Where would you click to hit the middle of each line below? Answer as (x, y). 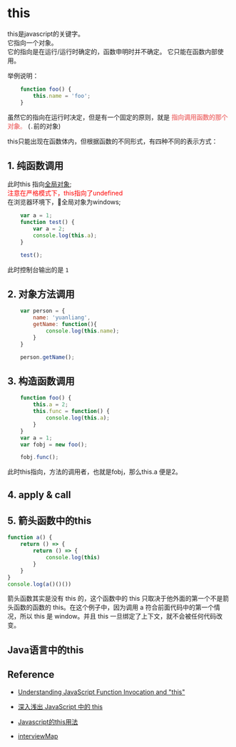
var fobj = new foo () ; (54, 444)
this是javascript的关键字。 (46, 34)
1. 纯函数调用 (36, 166)
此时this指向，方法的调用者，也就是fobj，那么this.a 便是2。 (94, 472)
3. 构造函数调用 (41, 381)
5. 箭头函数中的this (50, 521)
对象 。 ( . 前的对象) (34, 126)
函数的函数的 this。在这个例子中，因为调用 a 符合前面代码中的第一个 (114, 607)
